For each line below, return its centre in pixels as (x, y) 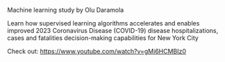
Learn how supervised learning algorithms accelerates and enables (103, 23)
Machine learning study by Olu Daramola (66, 10)
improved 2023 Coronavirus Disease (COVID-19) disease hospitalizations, (113, 31)
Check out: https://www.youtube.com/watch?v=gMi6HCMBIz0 (97, 51)
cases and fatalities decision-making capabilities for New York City (103, 38)
